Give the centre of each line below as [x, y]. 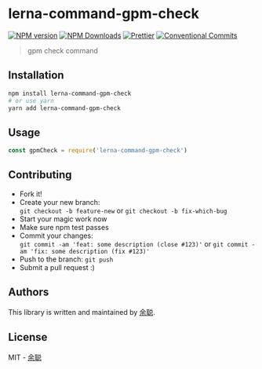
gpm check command [62, 50]
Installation [36, 75]
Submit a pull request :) [57, 267]
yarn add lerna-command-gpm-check [65, 108]
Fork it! [31, 194]
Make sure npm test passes [64, 227]
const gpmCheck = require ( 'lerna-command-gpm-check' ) [98, 151]
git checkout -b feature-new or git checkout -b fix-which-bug [123, 210]
